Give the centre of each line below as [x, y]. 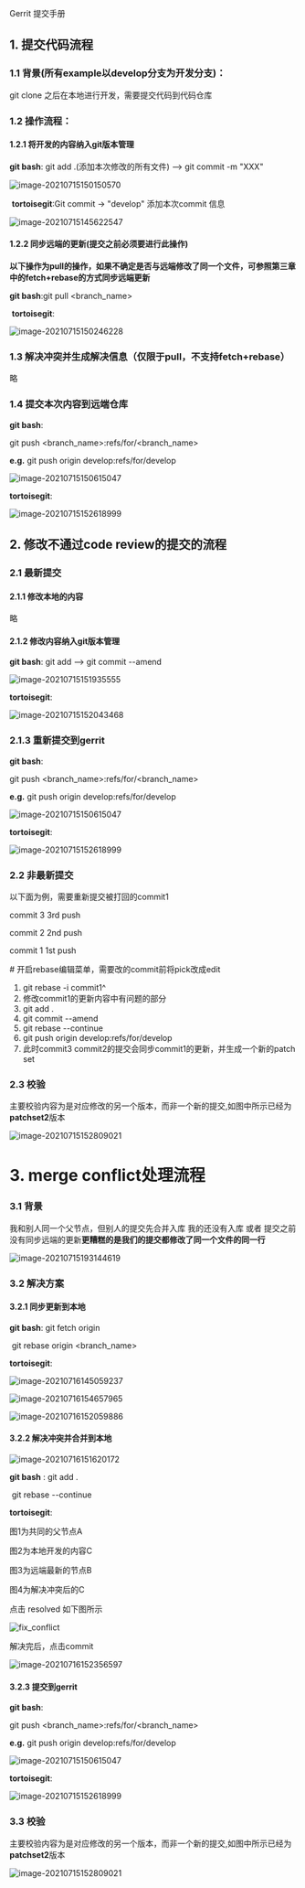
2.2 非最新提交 [42, 874]
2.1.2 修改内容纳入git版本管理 [65, 641]
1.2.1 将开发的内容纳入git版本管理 [72, 145]
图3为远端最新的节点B [51, 1571]
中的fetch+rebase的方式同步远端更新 [80, 278]
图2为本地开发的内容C [51, 1551]
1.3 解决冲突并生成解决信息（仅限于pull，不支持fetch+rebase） [150, 357]
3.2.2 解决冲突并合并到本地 [61, 1438]
